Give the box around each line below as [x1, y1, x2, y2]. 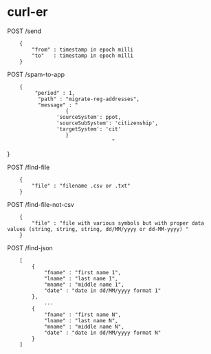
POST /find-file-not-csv [7, 200, 74, 208]
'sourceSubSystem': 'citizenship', [56, 120, 158, 126]
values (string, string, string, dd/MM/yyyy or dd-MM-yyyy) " [7, 225, 189, 232]
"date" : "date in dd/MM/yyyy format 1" [43, 287, 162, 294]
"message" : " [37, 101, 78, 109]
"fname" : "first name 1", [43, 269, 122, 276]
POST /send [7, 27, 41, 35]
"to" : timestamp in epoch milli [32, 52, 134, 59]
